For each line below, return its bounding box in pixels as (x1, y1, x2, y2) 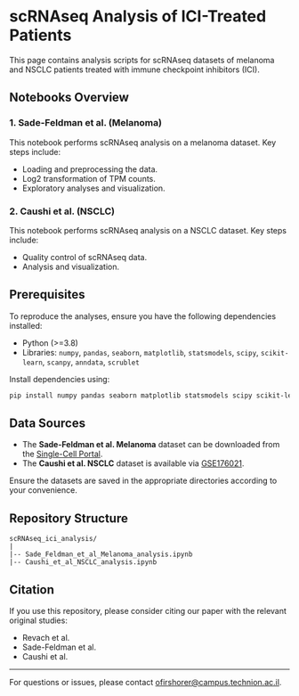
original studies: (9, 615, 69, 626)
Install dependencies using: (9, 373, 110, 384)
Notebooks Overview (9, 90, 129, 105)
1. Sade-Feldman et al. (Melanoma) (9, 117, 163, 129)
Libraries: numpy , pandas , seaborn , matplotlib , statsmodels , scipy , (21, 347, 260, 357)
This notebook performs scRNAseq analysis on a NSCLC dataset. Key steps (9, 225, 287, 235)
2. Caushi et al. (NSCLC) (9, 205, 116, 217)
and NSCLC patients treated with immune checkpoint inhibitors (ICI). (9, 64, 260, 75)
